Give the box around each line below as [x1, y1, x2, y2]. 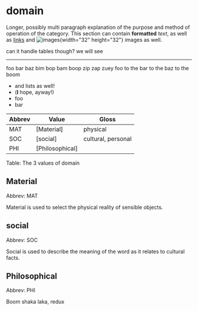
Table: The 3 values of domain [6, 159, 80, 166]
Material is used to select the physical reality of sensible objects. [6, 204, 163, 211]
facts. [6, 254, 20, 261]
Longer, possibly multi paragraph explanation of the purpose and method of [6, 24, 190, 31]
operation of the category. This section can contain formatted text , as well [6, 30, 187, 37]
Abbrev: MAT [6, 192, 38, 199]
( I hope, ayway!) [14, 89, 54, 96]
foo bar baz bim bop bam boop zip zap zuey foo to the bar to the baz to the [6, 64, 190, 71]
